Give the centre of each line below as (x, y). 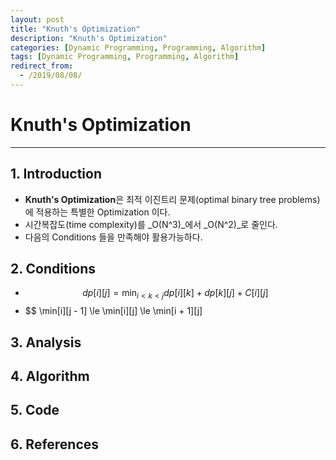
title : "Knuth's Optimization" (75, 29)
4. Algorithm (50, 376)
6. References (55, 444)
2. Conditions (53, 269)
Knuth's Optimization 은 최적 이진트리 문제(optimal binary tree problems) (172, 199)
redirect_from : (42, 66)
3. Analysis (46, 342)
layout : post (37, 19)
